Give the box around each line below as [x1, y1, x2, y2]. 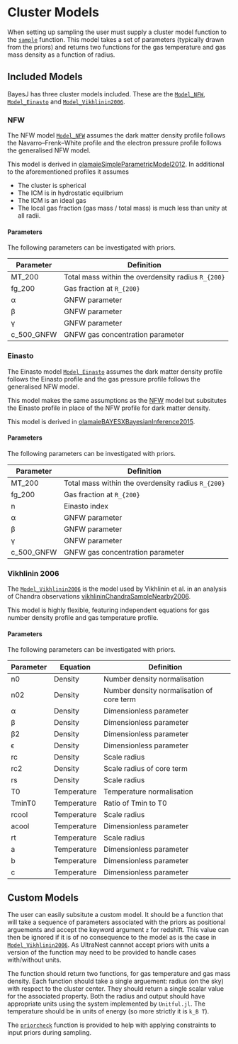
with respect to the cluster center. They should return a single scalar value [7, 984, 225, 993]
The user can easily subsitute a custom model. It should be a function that [7, 911, 224, 919]
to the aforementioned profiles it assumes [7, 167, 130, 176]
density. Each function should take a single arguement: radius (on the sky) [7, 977, 225, 986]
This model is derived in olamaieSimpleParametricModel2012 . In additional [7, 160, 225, 169]
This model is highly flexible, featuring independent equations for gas [7, 606, 210, 614]
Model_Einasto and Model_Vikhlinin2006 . [7, 97, 125, 106]
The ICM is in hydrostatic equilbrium [17, 189, 124, 197]
